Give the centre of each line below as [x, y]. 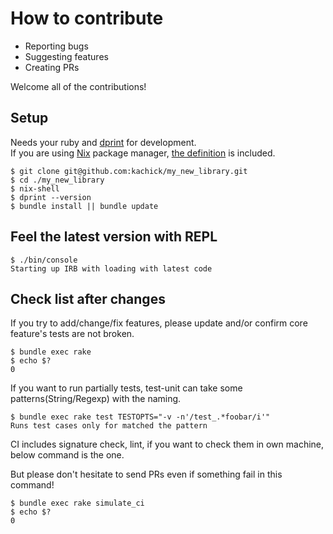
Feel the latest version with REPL [114, 237]
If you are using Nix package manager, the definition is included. [143, 153]
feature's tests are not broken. [72, 334]
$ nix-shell [35, 188]
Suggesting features [66, 56]
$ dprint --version [51, 197]
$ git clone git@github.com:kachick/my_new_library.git [129, 171]
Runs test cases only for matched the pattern [109, 426]
